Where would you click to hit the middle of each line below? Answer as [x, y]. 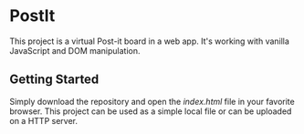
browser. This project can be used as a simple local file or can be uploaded [151, 111]
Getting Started [54, 80]
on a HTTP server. [43, 120]
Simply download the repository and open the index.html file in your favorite [152, 101]
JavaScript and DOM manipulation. [75, 50]
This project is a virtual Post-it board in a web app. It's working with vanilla [150, 41]
